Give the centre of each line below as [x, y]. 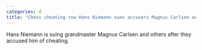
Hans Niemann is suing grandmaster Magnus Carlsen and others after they [99, 34]
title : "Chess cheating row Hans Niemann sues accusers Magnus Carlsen [98, 17]
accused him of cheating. [38, 40]
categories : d [24, 12]
